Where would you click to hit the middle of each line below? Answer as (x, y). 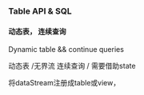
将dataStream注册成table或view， (64, 83)
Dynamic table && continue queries (66, 49)
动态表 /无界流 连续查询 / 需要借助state (72, 66)
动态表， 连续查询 (37, 31)
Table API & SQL (40, 11)
